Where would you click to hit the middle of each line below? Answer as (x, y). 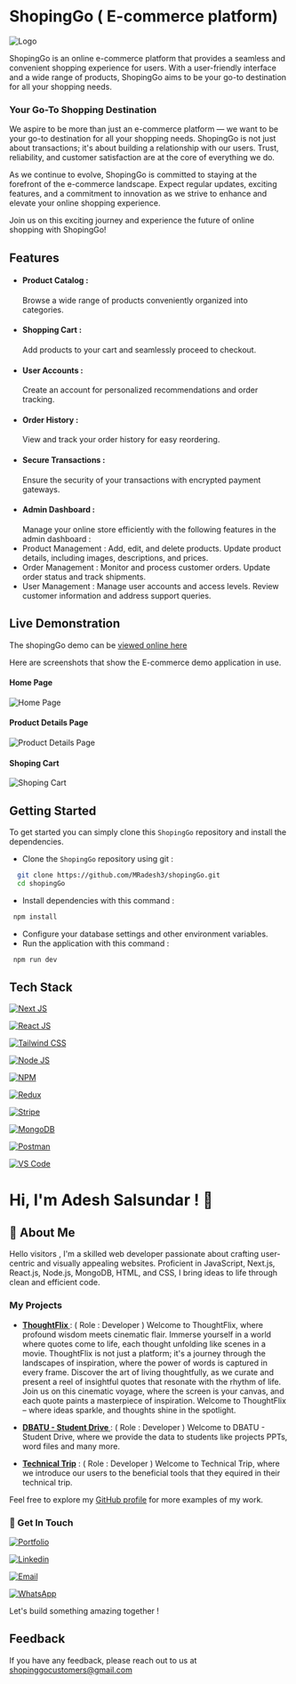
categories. (43, 310)
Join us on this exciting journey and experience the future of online (132, 221)
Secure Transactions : (64, 460)
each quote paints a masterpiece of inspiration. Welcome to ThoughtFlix (154, 1400)
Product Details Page (49, 723)
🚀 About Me (42, 1232)
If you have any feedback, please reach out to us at (103, 1660)
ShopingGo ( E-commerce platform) (144, 16)
